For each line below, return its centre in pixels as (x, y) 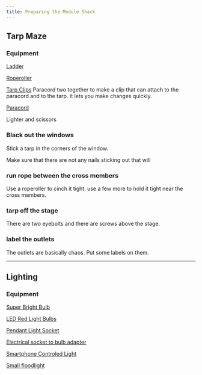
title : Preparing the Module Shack (51, 12)
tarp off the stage (32, 210)
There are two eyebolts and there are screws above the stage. (83, 224)
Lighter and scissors (32, 119)
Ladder (15, 66)
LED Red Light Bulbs (32, 319)
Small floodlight (26, 365)
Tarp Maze (26, 36)
